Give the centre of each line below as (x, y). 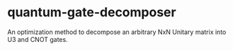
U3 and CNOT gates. (38, 39)
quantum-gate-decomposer (92, 12)
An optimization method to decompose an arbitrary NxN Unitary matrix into (117, 32)
